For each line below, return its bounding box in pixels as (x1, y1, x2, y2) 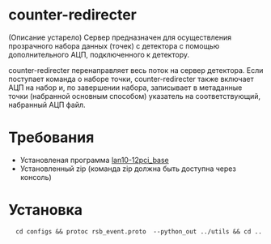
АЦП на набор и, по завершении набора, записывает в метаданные (8, 83, 243, 92)
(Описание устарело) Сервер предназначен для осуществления (8, 32, 232, 42)
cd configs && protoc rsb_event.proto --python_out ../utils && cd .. (15, 227, 263, 236)
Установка (8, 201, 83, 220)
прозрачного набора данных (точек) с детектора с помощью (8, 41, 220, 50)
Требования (8, 128, 95, 147)
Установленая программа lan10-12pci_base (19, 155, 170, 165)
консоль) (19, 172, 53, 182)
